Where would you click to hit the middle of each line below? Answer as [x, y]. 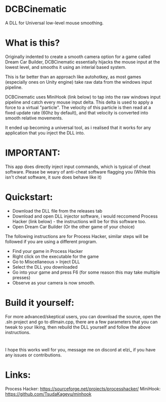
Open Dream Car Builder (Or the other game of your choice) [73, 227]
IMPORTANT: [33, 153]
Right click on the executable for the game [55, 256]
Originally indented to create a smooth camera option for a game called [78, 57]
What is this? [33, 43]
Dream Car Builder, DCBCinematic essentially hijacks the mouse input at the [83, 62]
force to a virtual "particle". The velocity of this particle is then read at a [78, 107]
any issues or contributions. [33, 355]
